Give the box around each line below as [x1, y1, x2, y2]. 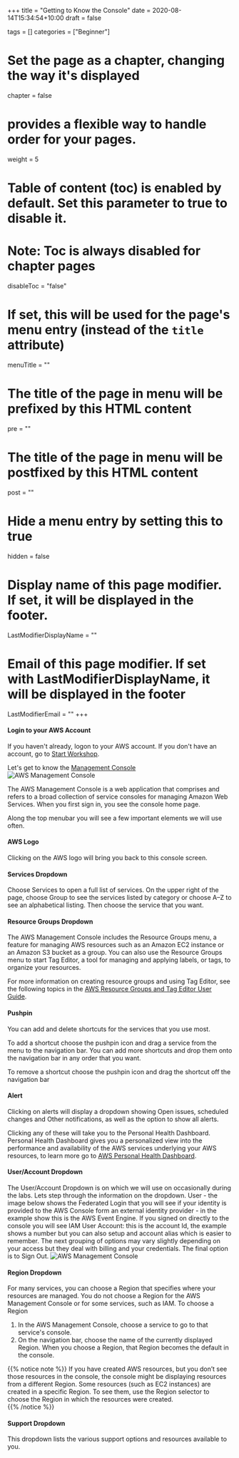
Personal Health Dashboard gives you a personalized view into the [7, 1136, 203, 1145]
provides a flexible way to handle [7, 116, 207, 133]
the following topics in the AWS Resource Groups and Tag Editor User [7, 985, 212, 993]
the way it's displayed [7, 68, 141, 84]
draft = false [65, 14, 102, 22]
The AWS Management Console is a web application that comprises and [7, 784, 220, 793]
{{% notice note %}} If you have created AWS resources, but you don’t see [7, 1365, 228, 1373]
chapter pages [7, 258, 96, 274]
